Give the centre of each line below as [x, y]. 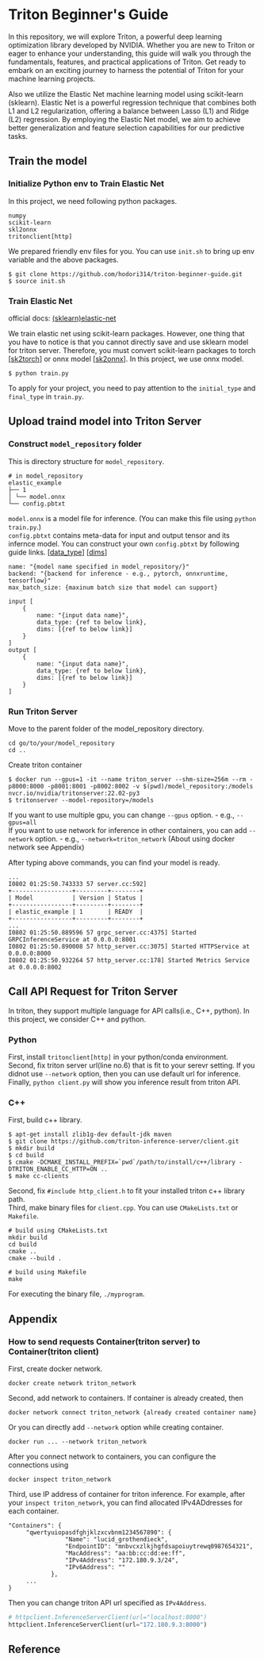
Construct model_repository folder [75, 444]
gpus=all [23, 823]
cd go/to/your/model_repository [61, 743]
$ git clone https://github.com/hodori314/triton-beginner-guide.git [126, 274]
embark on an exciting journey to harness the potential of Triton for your [126, 70]
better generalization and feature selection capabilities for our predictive [126, 128]
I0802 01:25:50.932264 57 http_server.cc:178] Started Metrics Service [129, 960]
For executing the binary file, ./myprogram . [77, 1294]
